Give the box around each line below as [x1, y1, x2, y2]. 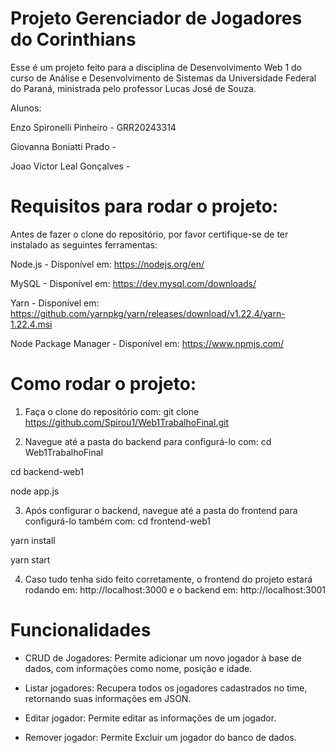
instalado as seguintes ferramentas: [10, 238, 158, 251]
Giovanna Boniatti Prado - [10, 140, 117, 152]
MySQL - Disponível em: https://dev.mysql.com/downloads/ [10, 277, 257, 289]
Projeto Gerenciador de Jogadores [10, 7, 303, 30]
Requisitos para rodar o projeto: [10, 195, 279, 218]
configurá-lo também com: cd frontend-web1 [24, 515, 211, 527]
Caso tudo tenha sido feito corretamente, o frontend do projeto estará [24, 573, 313, 585]
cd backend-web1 [10, 465, 85, 477]
